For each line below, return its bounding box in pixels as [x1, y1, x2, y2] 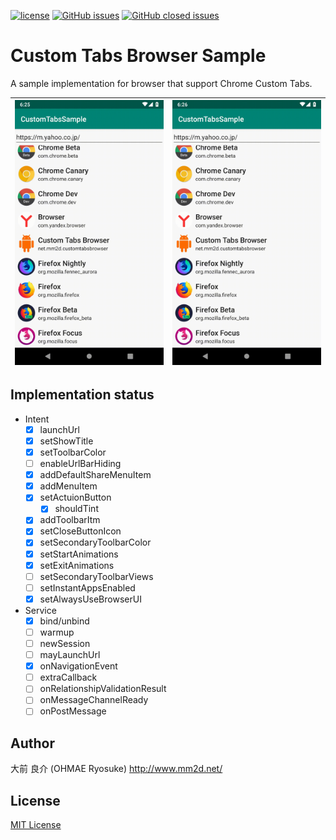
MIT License [10, 819, 62, 831]
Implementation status [10, 386, 155, 404]
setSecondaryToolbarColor [39, 536, 152, 549]
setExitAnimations [39, 559, 115, 571]
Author [10, 735, 55, 752]
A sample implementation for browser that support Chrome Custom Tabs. [10, 77, 313, 89]
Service [24, 604, 57, 616]
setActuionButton [39, 491, 112, 504]
